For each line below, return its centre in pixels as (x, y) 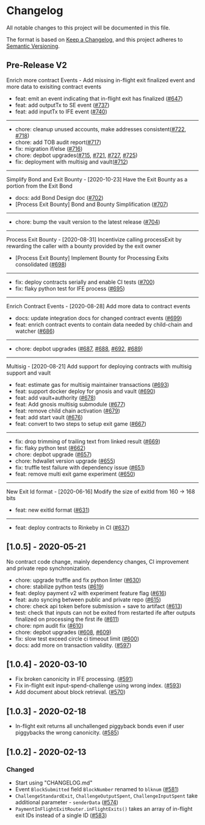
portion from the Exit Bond (40, 186)
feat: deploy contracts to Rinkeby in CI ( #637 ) (72, 527)
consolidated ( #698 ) (41, 264)
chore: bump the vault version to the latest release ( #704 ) (88, 222)
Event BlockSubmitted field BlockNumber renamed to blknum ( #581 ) (97, 789)
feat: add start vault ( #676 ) (49, 417)
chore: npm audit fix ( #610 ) (49, 625)
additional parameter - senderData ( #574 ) (67, 802)
